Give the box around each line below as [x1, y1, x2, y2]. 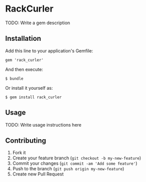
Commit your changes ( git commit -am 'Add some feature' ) [12, 160, 137, 166]
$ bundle [5, 76, 24, 81]
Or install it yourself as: [5, 85, 53, 91]
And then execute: [5, 66, 43, 72]
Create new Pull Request [12, 171, 64, 177]
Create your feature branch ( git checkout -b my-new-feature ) [12, 155, 141, 161]
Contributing [5, 136, 46, 145]
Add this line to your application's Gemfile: [5, 47, 93, 53]
